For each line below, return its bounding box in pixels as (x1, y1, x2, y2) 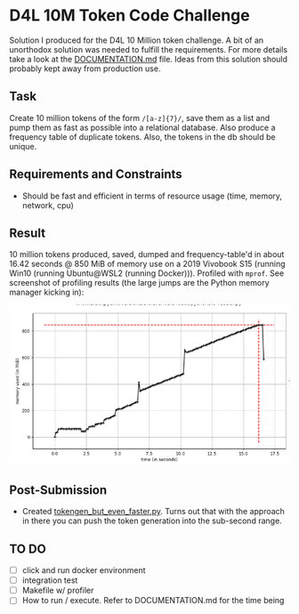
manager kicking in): (9, 287, 85, 298)
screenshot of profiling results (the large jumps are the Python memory (9, 278, 270, 288)
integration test (21, 575, 78, 586)
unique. (9, 141, 37, 151)
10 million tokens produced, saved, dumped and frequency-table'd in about (9, 249, 285, 260)
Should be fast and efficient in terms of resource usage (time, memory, (21, 190, 283, 201)
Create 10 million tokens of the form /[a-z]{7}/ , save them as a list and (9, 112, 271, 123)
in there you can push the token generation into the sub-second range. (21, 515, 282, 526)
